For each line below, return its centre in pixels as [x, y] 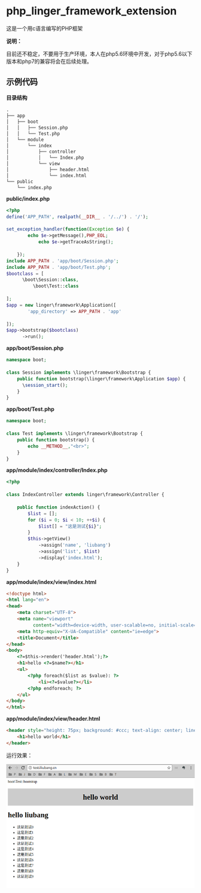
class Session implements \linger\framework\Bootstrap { [79, 373]
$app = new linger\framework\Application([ [61, 305]
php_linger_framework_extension [92, 11]
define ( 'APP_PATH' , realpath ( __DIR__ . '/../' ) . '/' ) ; [77, 217]
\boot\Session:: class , [50, 280]
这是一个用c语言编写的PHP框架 [45, 28]
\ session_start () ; [45, 385]
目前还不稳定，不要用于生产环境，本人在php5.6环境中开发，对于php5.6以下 [99, 54]
